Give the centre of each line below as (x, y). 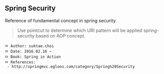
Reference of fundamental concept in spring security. (61, 20)
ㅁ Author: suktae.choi (30, 46)
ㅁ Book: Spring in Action (33, 57)
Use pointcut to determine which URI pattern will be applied (80, 30)
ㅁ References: (20, 62)
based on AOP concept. (61, 35)
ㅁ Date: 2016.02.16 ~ (28, 51)
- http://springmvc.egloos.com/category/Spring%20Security (71, 66)
